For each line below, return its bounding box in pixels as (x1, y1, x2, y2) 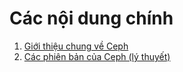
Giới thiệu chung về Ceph (23, 40, 129, 52)
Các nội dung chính (9, 7, 174, 30)
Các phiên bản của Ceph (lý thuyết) (23, 50, 171, 62)
